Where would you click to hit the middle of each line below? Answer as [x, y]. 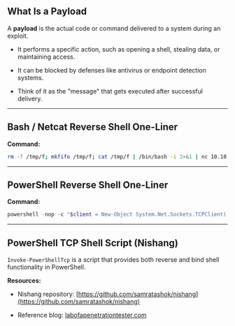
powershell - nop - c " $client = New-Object [70, 215]
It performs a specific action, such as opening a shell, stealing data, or [119, 49]
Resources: [24, 281]
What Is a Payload [47, 12]
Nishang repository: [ [48, 294]
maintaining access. [46, 57]
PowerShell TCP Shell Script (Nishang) [93, 243]
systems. [30, 77]
